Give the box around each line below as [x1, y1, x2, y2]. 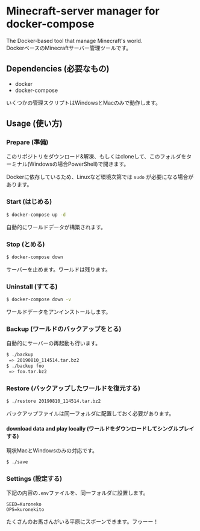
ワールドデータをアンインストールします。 [6, 308, 111, 315]
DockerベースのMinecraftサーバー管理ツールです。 [6, 44, 131, 51]
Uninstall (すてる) [6, 282, 58, 291]
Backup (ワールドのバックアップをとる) [6, 325, 122, 333]
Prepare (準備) [6, 138, 49, 146]
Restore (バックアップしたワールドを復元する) [6, 384, 140, 393]
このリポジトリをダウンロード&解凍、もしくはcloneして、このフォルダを [6, 153, 187, 160]
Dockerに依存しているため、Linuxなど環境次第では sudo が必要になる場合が [6, 174, 194, 181]
